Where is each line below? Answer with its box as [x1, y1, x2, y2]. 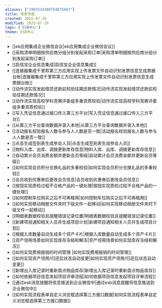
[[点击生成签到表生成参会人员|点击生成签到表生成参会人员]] [12, 140, 130, 146]
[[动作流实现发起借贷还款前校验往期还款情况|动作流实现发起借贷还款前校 [12, 86, 157, 92]
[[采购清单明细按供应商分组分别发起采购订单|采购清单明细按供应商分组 [12, 49, 153, 55]
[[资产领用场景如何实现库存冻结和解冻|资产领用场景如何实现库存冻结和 [12, 237, 153, 243]
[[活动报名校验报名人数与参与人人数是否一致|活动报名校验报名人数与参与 [12, 128, 157, 134]
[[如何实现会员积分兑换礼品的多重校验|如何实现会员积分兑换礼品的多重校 [12, 165, 157, 170]
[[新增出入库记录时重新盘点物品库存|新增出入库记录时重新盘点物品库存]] [12, 267, 156, 273]
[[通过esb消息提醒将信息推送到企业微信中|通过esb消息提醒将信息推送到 [12, 279, 155, 285]
